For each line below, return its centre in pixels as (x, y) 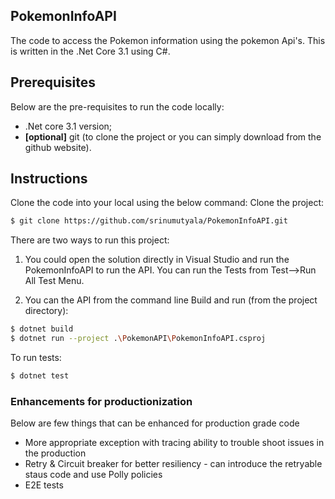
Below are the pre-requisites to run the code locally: (117, 106)
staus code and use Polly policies (93, 475)
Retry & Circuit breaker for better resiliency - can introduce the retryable (173, 464)
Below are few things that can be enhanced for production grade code (155, 423)
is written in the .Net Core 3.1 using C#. (90, 51)
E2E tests (44, 485)
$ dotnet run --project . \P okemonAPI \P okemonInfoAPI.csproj (138, 339)
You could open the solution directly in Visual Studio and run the (157, 260)
